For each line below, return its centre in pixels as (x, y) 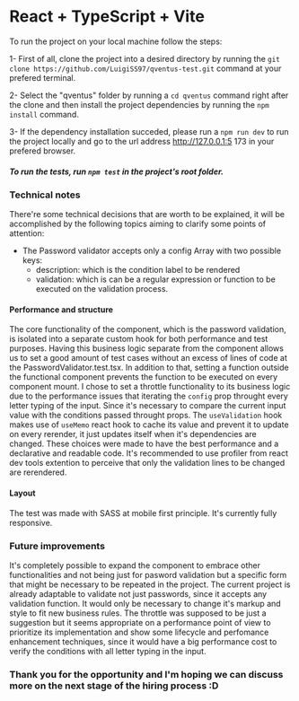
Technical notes (45, 195)
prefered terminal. (43, 77)
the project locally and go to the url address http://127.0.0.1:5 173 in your (142, 141)
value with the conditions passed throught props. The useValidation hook (146, 416)
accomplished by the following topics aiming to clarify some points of (138, 224)
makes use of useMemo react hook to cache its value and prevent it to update (149, 425)
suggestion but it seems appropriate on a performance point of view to (140, 622)
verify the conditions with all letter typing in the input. (108, 651)
